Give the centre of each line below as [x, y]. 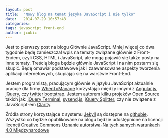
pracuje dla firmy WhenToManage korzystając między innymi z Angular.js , [81, 89]
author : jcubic [21, 33]
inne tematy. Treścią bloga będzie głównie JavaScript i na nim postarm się [82, 63]
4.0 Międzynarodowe [27, 130]
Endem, [13, 58]
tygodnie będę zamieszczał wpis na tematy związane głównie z [71, 52]
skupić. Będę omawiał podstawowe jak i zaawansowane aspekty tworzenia [83, 68]
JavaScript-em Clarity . [28, 105]
